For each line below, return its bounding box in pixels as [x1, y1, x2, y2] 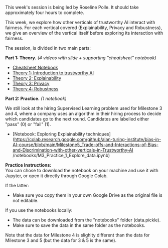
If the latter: [5, 183, 29, 188]
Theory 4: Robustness [12, 86, 59, 92]
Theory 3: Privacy [12, 80, 50, 86]
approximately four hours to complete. [5, 10, 84, 16]
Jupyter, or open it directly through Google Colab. [5, 173, 108, 179]
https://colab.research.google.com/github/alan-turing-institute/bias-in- [14, 137, 161, 142]
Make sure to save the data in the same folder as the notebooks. [12, 222, 145, 228]
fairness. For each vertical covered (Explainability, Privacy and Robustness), [5, 25, 162, 31]
